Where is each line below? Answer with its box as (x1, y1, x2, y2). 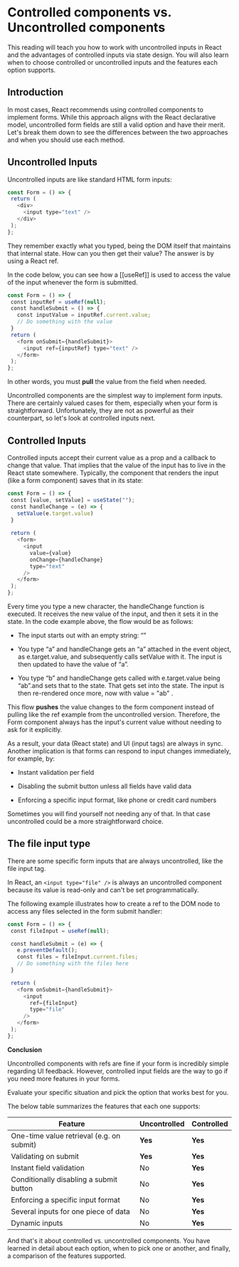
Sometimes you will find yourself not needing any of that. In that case (7, 810, 211, 818)
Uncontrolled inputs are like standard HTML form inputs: (7, 175, 172, 184)
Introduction (7, 86, 64, 98)
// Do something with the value (16, 318, 113, 325)
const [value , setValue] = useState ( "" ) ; (10, 496, 135, 504)
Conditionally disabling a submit (11, 1174, 117, 1184)
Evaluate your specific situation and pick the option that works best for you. (7, 1088, 229, 1097)
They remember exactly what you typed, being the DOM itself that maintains (7, 241, 231, 250)
